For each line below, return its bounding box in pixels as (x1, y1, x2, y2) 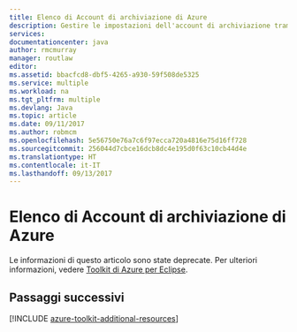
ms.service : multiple (9, 79, 89, 87)
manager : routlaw (9, 54, 73, 63)
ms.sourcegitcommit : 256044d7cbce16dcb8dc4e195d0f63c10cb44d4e (9, 144, 247, 153)
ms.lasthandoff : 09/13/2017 (9, 169, 113, 177)
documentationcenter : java (9, 37, 109, 47)
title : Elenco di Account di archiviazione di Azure (9, 12, 208, 22)
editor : (9, 63, 38, 72)
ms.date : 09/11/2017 (9, 120, 86, 129)
